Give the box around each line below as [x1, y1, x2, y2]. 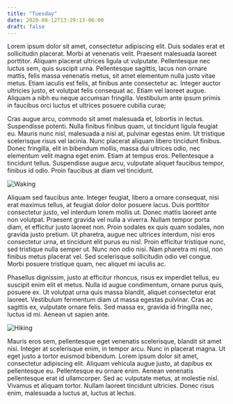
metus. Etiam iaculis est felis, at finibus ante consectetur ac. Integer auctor [7, 79, 221, 88]
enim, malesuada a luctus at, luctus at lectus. [7, 389, 136, 397]
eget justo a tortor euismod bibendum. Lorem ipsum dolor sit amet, [7, 352, 199, 360]
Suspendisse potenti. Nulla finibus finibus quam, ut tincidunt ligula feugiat [7, 122, 218, 131]
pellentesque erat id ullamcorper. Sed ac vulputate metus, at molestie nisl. [7, 374, 219, 382]
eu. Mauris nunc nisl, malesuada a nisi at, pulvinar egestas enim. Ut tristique [7, 129, 225, 138]
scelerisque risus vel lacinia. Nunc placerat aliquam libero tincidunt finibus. [7, 137, 222, 145]
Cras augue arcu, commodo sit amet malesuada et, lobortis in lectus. [7, 115, 204, 123]
